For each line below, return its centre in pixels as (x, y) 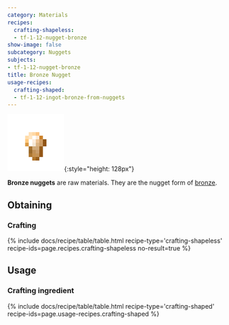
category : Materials (38, 15)
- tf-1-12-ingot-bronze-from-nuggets (69, 97)
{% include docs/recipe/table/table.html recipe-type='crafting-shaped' (111, 306)
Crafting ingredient (41, 291)
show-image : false (34, 45)
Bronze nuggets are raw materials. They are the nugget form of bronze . (112, 183)
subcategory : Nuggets (39, 53)
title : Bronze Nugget (39, 75)
